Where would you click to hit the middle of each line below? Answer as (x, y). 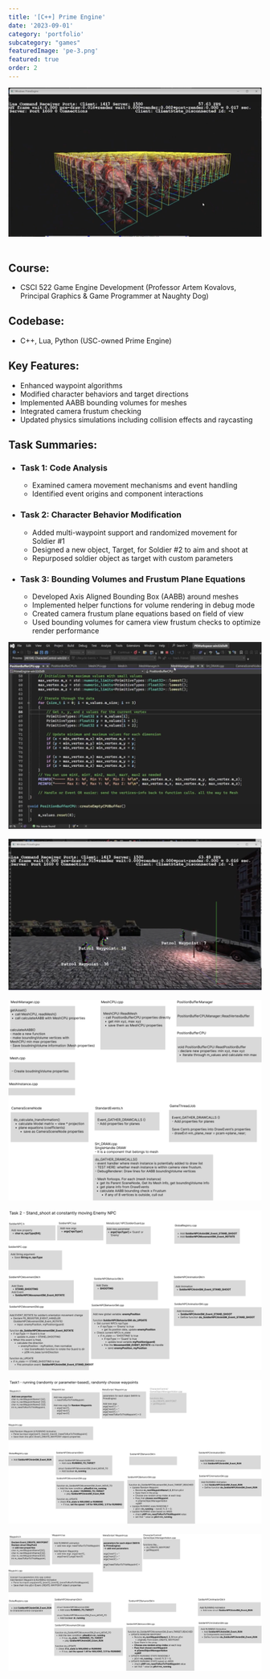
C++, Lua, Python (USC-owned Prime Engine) (96, 340)
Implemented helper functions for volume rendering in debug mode (143, 605)
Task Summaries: (53, 445)
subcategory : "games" (45, 43)
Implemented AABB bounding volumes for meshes (103, 402)
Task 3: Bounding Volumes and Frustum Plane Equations (133, 578)
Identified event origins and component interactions (117, 494)
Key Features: (44, 366)
